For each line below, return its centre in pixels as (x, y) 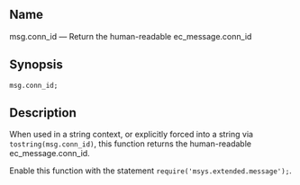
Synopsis (36, 65)
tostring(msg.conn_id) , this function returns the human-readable (131, 144)
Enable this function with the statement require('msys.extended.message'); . (151, 171)
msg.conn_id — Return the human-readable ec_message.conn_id (131, 36)
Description (43, 113)
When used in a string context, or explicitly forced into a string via (132, 135)
